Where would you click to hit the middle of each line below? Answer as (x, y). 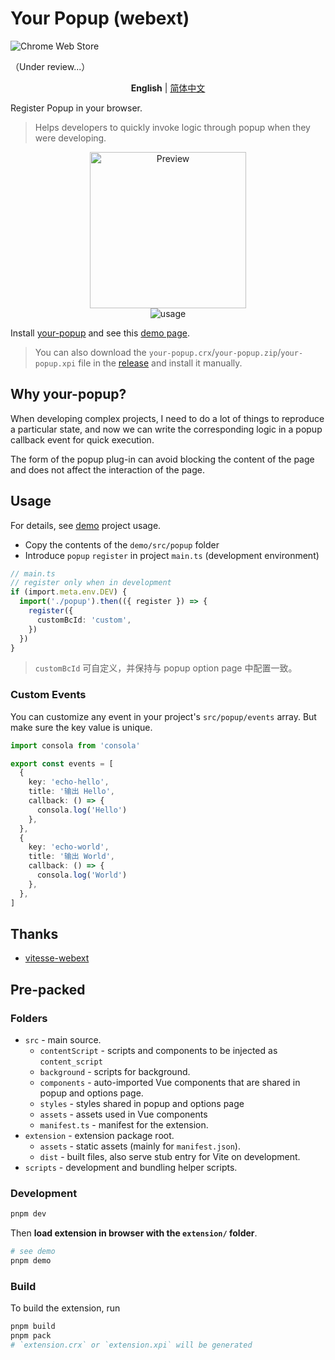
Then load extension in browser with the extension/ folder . (134, 1233)
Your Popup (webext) (100, 18)
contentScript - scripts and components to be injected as (158, 1051)
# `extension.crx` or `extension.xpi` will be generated (131, 1345)
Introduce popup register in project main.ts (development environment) (172, 555)
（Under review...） (50, 66)
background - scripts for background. (115, 1072)
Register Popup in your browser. (76, 108)
